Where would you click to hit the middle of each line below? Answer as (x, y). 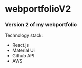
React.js (21, 45)
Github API (23, 56)
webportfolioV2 (38, 9)
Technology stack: (24, 35)
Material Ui (23, 50)
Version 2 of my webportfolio (41, 25)
